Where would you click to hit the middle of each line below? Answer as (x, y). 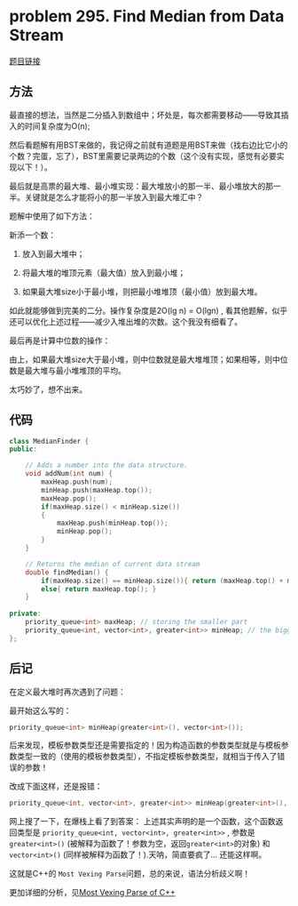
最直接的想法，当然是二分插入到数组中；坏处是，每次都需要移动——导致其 (145, 115)
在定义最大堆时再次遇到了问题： (67, 692)
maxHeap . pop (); (69, 498)
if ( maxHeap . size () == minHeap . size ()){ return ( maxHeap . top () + (162, 581)
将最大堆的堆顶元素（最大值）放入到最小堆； (104, 272)
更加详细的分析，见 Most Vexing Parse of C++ (92, 893)
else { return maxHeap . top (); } (99, 589)
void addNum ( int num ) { (69, 474)
